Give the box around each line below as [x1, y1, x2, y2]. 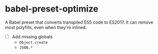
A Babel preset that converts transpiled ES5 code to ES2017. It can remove [5, 19, 154, 25]
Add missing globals [12, 34, 53, 40]
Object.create [19, 40, 48, 45]
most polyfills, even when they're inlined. [5, 24, 87, 30]
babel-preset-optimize [5, 3, 98, 14]
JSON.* [19, 45, 33, 50]
